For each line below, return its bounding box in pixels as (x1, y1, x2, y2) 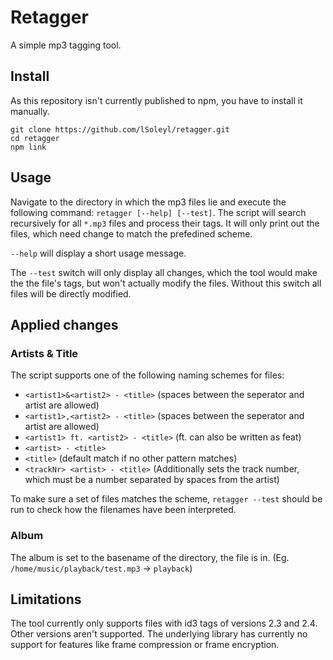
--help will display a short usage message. (10, 247, 187, 259)
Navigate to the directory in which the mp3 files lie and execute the (10, 196, 287, 208)
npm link (10, 142, 47, 152)
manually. (10, 105, 50, 117)
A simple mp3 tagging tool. (10, 39, 122, 51)
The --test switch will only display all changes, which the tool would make (10, 266, 318, 278)
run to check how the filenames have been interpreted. (10, 504, 237, 516)
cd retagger (10, 133, 60, 143)
